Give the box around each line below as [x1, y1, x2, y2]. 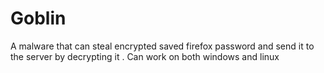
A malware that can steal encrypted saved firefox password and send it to [10, 40, 315, 52]
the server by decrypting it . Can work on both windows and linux [10, 50, 280, 62]
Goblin [10, 7, 67, 30]
